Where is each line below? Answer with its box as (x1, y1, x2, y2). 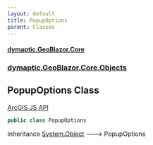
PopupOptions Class (7, 84, 100, 96)
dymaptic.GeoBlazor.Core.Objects (7, 63, 127, 72)
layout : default (7, 10, 55, 18)
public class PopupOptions (7, 117, 87, 124)
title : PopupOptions (7, 17, 68, 24)
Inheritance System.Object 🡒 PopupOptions (7, 130, 146, 138)
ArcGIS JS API (7, 103, 49, 111)
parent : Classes (7, 23, 55, 30)
